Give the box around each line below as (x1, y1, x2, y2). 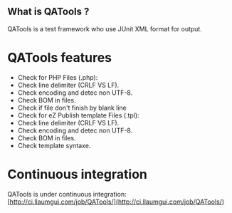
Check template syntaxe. (17, 141, 91, 150)
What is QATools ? (7, 6, 90, 18)
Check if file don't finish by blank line (17, 103, 127, 112)
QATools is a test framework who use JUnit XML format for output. (7, 24, 203, 33)
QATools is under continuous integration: (7, 189, 127, 198)
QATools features (7, 50, 112, 66)
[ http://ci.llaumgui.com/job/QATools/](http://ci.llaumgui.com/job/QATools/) (7, 197, 225, 206)
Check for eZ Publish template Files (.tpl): (17, 110, 140, 120)
